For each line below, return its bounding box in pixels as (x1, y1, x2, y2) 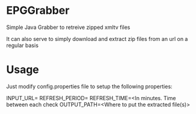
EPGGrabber (6, 4, 70, 17)
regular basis (6, 42, 39, 49)
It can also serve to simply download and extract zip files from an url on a (6, 35, 188, 42)
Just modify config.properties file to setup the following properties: (6, 83, 173, 90)
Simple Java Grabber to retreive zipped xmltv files (6, 24, 130, 31)
